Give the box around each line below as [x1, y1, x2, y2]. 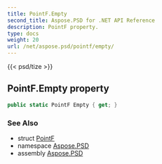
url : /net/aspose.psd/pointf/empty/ [7, 43, 114, 50]
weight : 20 [7, 37, 39, 44]
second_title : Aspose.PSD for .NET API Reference [7, 17, 156, 24]
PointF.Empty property [7, 82, 110, 95]
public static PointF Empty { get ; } [7, 101, 118, 108]
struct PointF [17, 134, 55, 142]
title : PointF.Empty [7, 10, 68, 18]
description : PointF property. [7, 23, 99, 30]
